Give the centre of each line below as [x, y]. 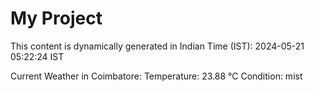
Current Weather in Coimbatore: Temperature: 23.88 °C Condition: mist [156, 76]
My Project [56, 18]
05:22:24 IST [37, 56]
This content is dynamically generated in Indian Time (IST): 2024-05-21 [157, 46]
